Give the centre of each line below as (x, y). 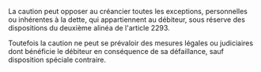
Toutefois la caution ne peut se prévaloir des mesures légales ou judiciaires (131, 43)
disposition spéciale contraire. (57, 59)
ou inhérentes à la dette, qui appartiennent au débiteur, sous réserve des (127, 20)
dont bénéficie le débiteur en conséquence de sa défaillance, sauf (116, 51)
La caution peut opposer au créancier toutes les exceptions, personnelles (128, 11)
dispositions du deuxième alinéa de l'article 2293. (89, 28)
